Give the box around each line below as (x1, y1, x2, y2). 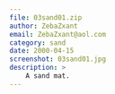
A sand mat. (25, 72, 70, 81)
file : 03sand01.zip (9, 13, 83, 22)
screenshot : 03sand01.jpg (9, 55, 106, 64)
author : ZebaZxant (9, 21, 78, 30)
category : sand (9, 38, 66, 47)
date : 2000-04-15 (9, 47, 75, 56)
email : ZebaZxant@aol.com (9, 30, 106, 38)
